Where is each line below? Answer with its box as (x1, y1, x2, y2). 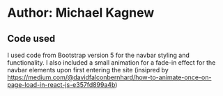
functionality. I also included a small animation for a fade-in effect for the (7, 58, 216, 67)
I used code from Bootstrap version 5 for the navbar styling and (7, 51, 190, 59)
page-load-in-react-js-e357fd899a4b (7, 81, 116, 88)
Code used (7, 33, 56, 45)
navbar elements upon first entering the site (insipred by (7, 66, 169, 74)
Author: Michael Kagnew (7, 5, 155, 21)
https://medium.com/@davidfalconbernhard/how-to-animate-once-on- (7, 73, 212, 81)
